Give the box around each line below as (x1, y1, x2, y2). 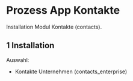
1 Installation (6, 40, 55, 51)
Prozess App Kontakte (6, 4, 120, 17)
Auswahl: (6, 56, 29, 63)
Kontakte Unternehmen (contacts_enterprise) (14, 68, 128, 75)
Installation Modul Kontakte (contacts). (6, 23, 102, 30)
